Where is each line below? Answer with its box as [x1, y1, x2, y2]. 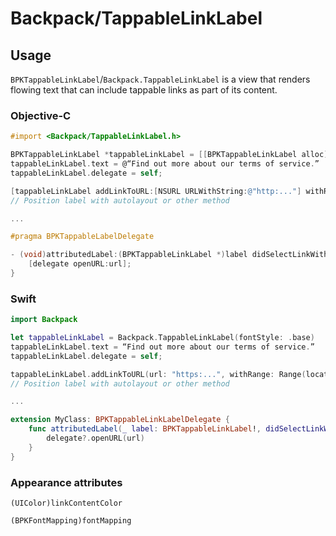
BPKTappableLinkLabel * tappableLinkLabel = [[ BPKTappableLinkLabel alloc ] [10, 150, 329, 160]
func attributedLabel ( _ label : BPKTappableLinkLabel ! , [28, 424, 262, 434]
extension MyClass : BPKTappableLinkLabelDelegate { [10, 415, 230, 425]
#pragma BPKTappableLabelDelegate [10, 232, 155, 242]
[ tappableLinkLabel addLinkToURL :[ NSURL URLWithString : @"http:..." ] [10, 186, 302, 196]
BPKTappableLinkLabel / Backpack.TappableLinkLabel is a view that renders [10, 73, 311, 85]
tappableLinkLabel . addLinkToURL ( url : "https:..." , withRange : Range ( [10, 369, 307, 379]
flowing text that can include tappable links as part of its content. [10, 84, 278, 96]
